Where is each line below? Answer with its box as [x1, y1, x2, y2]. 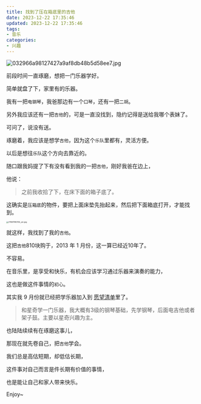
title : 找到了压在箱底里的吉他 [6, 9, 75, 15]
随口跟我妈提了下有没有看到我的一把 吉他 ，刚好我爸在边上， [6, 162, 154, 169]
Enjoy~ [6, 391, 24, 398]
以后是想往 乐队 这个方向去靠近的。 [6, 149, 90, 157]
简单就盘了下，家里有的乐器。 [6, 84, 81, 92]
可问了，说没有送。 [6, 123, 55, 131]
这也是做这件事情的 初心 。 [6, 281, 69, 288]
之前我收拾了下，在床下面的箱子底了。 [21, 188, 117, 195]
